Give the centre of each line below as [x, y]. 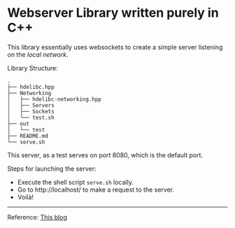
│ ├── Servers [31, 105]
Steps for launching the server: [52, 169]
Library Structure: [33, 68]
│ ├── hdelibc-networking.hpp [54, 99]
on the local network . [38, 55]
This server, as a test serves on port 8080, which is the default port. [105, 155]
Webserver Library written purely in [113, 13]
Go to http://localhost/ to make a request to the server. [96, 190]
